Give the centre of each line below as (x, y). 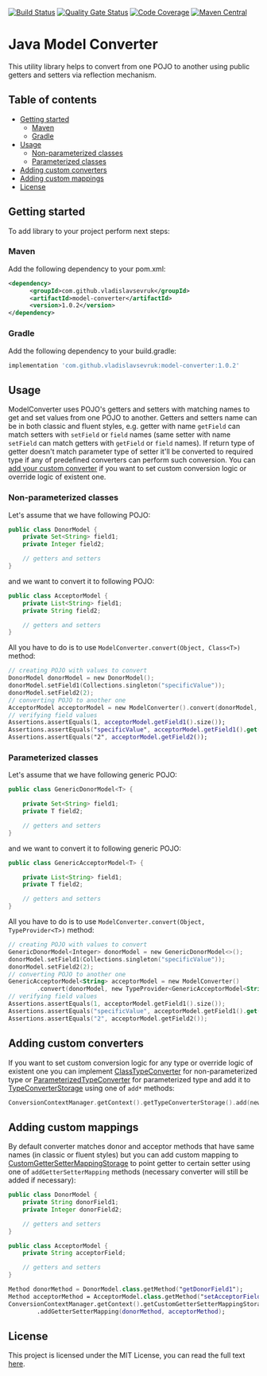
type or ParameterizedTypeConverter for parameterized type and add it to (130, 1079)
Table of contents (52, 100)
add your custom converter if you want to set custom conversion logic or (128, 469)
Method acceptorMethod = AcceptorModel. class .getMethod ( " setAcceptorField (135, 1296)
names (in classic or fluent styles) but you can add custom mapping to (124, 1155)
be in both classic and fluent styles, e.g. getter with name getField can (124, 427)
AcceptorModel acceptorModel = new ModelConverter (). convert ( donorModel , (133, 707)
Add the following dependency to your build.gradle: (93, 351)
